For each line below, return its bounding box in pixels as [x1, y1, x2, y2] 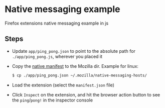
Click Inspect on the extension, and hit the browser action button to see [12, 91, 160, 97]
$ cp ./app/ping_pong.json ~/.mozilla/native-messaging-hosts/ [12, 73, 147, 78]
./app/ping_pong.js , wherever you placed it [12, 53, 103, 59]
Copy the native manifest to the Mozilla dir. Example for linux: [12, 63, 139, 69]
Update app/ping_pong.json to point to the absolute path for [12, 48, 136, 54]
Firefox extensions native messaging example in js [5, 20, 109, 26]
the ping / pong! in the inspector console [12, 97, 93, 103]
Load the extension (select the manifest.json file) [12, 82, 115, 88]
